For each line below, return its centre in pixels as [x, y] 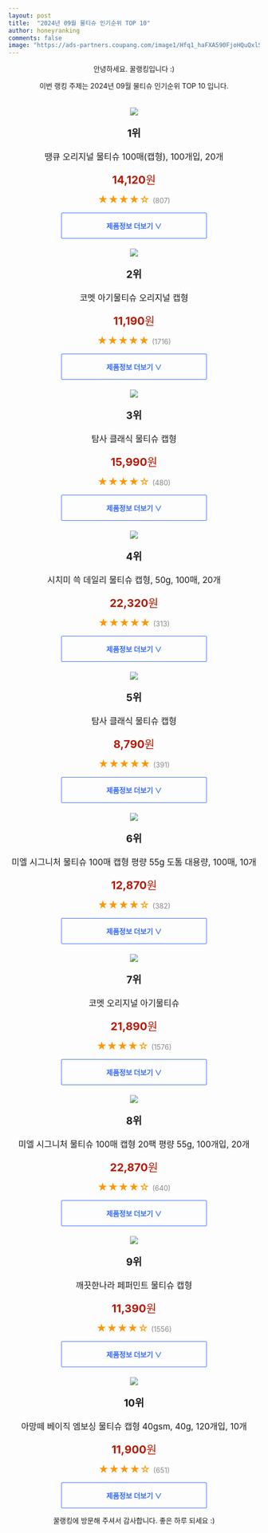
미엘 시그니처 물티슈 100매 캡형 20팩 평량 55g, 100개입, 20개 [134, 1145]
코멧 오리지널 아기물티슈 [134, 1003]
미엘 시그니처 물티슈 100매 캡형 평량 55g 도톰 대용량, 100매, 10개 [134, 862]
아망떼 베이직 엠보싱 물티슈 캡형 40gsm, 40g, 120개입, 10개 [134, 1427]
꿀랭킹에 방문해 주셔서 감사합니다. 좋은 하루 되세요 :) [134, 1521]
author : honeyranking [44, 30]
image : [19, 45]
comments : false [35, 38]
